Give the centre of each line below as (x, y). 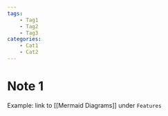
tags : (15, 13)
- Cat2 (29, 52)
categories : (24, 39)
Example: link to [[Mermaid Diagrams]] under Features (84, 105)
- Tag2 (29, 26)
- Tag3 (29, 33)
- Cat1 (29, 46)
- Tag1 (29, 20)
